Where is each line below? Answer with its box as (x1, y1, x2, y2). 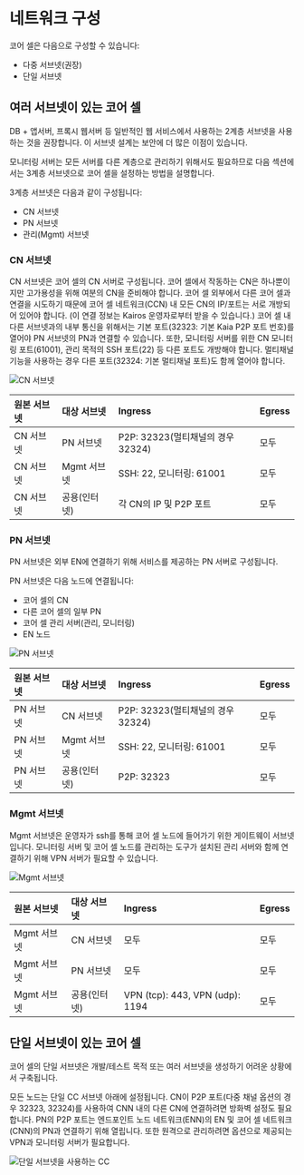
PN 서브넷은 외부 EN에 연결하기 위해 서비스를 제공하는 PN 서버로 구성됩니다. (9, 556, 279, 567)
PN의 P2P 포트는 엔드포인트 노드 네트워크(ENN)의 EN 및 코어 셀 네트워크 (35, 1114, 292, 1125)
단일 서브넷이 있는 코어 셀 (9, 1035, 142, 1051)
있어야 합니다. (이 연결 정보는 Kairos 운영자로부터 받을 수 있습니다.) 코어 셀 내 (18, 310, 291, 321)
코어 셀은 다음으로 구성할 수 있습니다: (9, 40, 140, 51)
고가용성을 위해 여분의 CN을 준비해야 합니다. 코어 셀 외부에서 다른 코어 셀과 (25, 288, 291, 299)
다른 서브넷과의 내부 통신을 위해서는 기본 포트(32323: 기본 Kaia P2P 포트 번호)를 (9, 321, 295, 332)
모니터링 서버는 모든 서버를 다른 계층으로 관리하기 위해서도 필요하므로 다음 (9, 156, 271, 167)
